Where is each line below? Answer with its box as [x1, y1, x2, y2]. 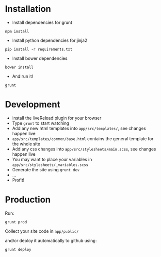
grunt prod [5, 220, 27, 224]
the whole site [12, 141, 40, 147]
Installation [5, 3, 51, 15]
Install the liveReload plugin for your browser [12, 115, 102, 121]
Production [5, 194, 51, 205]
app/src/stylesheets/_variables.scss [12, 162, 89, 167]
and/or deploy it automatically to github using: [5, 238, 97, 243]
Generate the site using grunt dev [12, 166, 80, 172]
